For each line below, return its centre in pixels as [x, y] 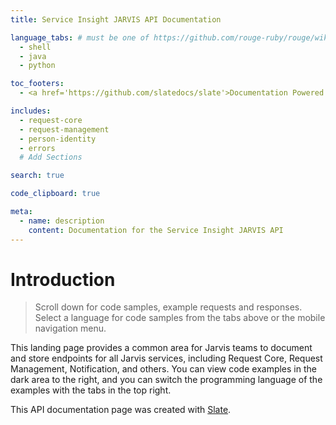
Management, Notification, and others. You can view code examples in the [163, 369]
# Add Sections [51, 157]
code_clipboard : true [55, 194]
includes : [31, 111]
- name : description [62, 221]
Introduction [63, 279]
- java [33, 56]
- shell [35, 47]
